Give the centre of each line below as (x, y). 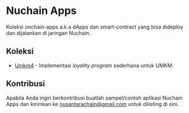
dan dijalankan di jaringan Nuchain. (48, 33)
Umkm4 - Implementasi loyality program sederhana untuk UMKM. (94, 65)
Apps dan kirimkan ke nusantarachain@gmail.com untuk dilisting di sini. (92, 104)
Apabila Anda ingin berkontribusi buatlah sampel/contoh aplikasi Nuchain (94, 98)
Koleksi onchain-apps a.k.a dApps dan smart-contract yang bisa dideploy (95, 27)
